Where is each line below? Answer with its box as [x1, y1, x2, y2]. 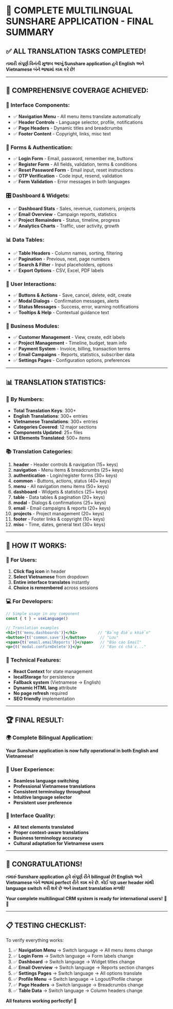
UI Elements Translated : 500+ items [13, 435, 91, 441]
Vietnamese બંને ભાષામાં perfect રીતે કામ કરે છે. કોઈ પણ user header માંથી [6, 879, 154, 885]
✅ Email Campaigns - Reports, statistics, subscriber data [13, 352, 135, 358]
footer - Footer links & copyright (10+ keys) [13, 516, 105, 522]
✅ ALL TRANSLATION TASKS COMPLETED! [6, 47, 146, 55]
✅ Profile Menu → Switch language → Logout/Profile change [13, 976, 143, 982]
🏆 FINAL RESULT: [6, 715, 64, 724]
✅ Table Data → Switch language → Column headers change [13, 987, 143, 994]
